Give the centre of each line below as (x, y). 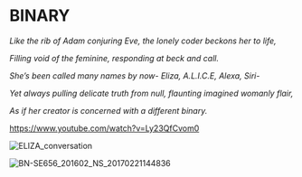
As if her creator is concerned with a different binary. (109, 110)
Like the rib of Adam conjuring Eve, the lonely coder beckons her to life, (143, 41)
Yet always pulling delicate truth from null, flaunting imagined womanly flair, (151, 93)
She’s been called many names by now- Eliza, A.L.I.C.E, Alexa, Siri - (135, 75)
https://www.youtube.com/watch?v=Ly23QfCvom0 (104, 128)
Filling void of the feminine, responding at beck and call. (114, 58)
